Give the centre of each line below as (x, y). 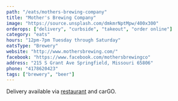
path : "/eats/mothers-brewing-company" (57, 12)
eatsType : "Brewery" (33, 46)
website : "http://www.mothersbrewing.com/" (62, 52)
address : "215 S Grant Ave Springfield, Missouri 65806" (80, 63)
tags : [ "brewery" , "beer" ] (40, 74)
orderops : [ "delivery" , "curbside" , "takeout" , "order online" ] (89, 29)
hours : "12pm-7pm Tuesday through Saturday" (63, 40)
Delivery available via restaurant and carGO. (61, 91)
